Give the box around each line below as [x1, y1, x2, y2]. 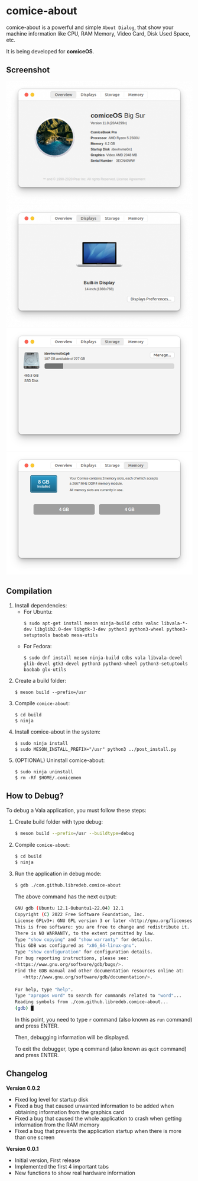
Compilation [6, 586, 52, 596]
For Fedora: [23, 642, 52, 649]
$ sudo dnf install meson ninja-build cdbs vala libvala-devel [23, 655, 183, 661]
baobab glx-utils [23, 667, 67, 673]
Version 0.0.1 [6, 1145, 39, 1152]
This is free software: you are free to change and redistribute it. [14, 924, 190, 930]
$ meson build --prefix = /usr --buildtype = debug [14, 830, 135, 836]
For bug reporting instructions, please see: [14, 955, 129, 961]
